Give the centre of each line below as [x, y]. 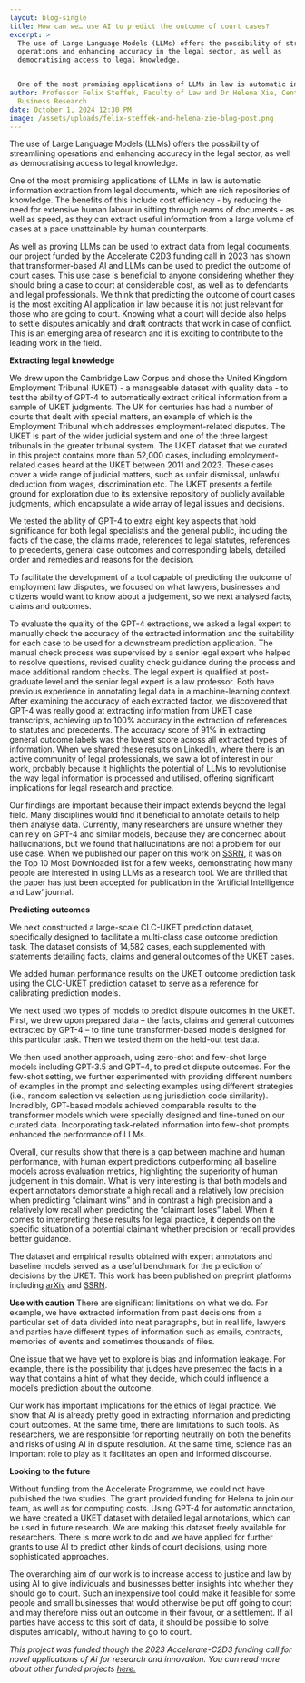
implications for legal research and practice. [92, 788]
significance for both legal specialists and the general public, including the [148, 531]
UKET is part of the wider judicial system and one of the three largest [138, 436]
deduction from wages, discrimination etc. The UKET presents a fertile [141, 484]
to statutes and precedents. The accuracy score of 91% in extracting [138, 730]
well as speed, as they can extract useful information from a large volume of [152, 220]
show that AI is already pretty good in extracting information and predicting [150, 1415]
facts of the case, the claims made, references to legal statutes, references [150, 540]
